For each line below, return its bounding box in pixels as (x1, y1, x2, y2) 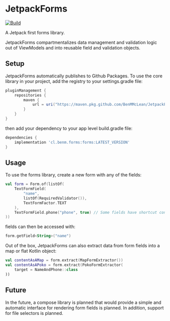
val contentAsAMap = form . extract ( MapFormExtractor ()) (5, 258, 123, 263)
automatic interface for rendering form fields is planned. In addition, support (5, 304, 164, 311)
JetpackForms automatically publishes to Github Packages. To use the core (5, 73, 163, 79)
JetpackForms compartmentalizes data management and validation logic (5, 39, 157, 45)
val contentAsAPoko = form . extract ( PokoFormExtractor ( (5, 262, 123, 268)
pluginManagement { (5, 88, 47, 93)
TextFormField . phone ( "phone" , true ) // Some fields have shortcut (14, 210, 157, 215)
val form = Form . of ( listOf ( (5, 181, 65, 187)
